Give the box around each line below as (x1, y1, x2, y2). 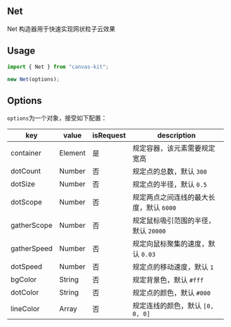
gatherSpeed (10, 244, 53, 253)
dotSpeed (10, 262, 43, 271)
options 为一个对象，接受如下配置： (7, 114, 108, 123)
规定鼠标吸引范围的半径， (132, 216, 215, 226)
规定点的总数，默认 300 (132, 167, 208, 176)
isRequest (92, 131, 126, 140)
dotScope (10, 198, 43, 207)
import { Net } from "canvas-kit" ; (7, 63, 109, 70)
